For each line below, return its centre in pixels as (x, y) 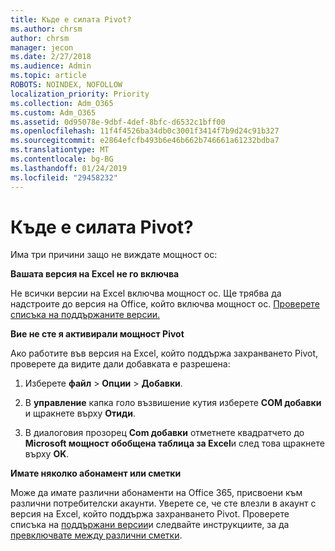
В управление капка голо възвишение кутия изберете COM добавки (173, 403)
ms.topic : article (48, 76)
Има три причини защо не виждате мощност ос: (114, 255)
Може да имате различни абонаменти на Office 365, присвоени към (156, 493)
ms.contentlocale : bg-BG (62, 159)
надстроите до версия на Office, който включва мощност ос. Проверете (165, 304)
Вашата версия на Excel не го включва (95, 274)
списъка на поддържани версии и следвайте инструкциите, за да (150, 525)
